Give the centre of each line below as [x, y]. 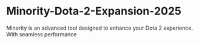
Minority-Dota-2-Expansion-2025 [94, 11]
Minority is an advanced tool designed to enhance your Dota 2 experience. [99, 28]
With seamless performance [42, 34]
